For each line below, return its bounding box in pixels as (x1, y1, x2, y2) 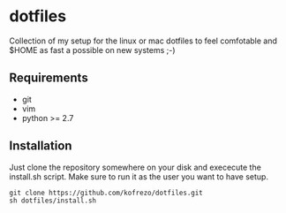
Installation (9, 139, 72, 154)
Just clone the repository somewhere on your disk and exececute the (9, 162, 262, 172)
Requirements (9, 71, 88, 86)
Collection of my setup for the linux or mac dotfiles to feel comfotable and (9, 35, 278, 46)
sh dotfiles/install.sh (9, 196, 97, 205)
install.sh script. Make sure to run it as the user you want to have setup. (9, 171, 269, 182)
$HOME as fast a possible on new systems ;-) (9, 44, 176, 55)
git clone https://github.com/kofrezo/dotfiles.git (9, 188, 203, 197)
